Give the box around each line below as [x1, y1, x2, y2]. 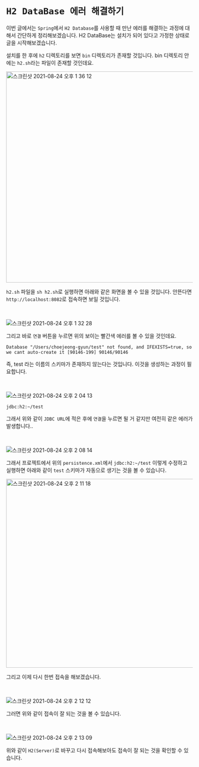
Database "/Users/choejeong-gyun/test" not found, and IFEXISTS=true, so [6, 344, 192, 350]
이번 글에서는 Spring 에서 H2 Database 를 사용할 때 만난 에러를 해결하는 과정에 [6, 24, 184, 31]
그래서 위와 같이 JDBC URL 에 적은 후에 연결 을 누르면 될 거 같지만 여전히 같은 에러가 [6, 415, 193, 422]
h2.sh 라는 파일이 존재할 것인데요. [17, 59, 94, 66]
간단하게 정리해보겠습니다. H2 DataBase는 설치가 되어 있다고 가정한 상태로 [17, 31, 190, 39]
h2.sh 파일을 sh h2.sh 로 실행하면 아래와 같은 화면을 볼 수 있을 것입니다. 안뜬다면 [6, 288, 192, 295]
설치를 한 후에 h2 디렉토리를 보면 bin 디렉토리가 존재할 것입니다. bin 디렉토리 [6, 52, 183, 59]
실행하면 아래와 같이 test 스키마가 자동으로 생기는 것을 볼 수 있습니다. [6, 467, 167, 474]
